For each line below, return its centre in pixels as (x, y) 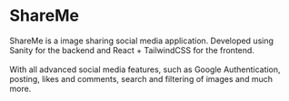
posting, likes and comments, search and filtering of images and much (141, 78)
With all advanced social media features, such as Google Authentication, (145, 69)
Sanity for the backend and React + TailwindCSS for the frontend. (132, 50)
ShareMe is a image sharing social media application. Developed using (142, 41)
